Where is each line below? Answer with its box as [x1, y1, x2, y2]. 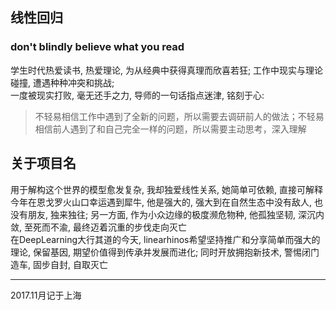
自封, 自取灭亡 [49, 258, 108, 270]
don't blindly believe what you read [10, 40, 185, 54]
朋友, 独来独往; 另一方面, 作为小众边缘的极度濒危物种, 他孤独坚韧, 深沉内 [27, 208, 325, 220]
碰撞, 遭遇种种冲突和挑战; [10, 76, 115, 88]
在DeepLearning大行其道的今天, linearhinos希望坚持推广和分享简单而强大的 [10, 233, 321, 245]
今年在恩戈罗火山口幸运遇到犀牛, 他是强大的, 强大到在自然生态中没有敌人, [10, 196, 312, 208]
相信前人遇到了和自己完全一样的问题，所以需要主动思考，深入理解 [34, 123, 307, 135]
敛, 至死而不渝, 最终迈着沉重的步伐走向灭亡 [10, 221, 187, 233]
